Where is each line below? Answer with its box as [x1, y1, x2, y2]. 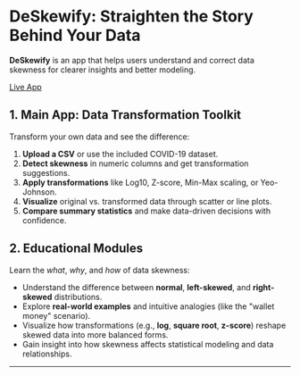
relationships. [21, 348, 72, 359]
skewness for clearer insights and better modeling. [9, 64, 196, 75]
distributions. [54, 291, 103, 302]
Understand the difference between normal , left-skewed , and [21, 281, 252, 292]
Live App [9, 81, 42, 92]
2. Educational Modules [9, 241, 144, 256]
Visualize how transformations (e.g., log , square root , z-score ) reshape [21, 320, 287, 330]
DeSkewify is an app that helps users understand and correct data [9, 54, 254, 65]
